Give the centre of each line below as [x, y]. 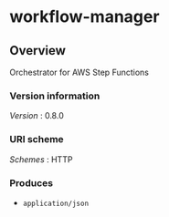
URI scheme [37, 139]
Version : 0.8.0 [37, 116]
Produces [31, 182]
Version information [55, 96]
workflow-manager [84, 17]
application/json [56, 203]
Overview [38, 51]
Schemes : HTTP [41, 159]
